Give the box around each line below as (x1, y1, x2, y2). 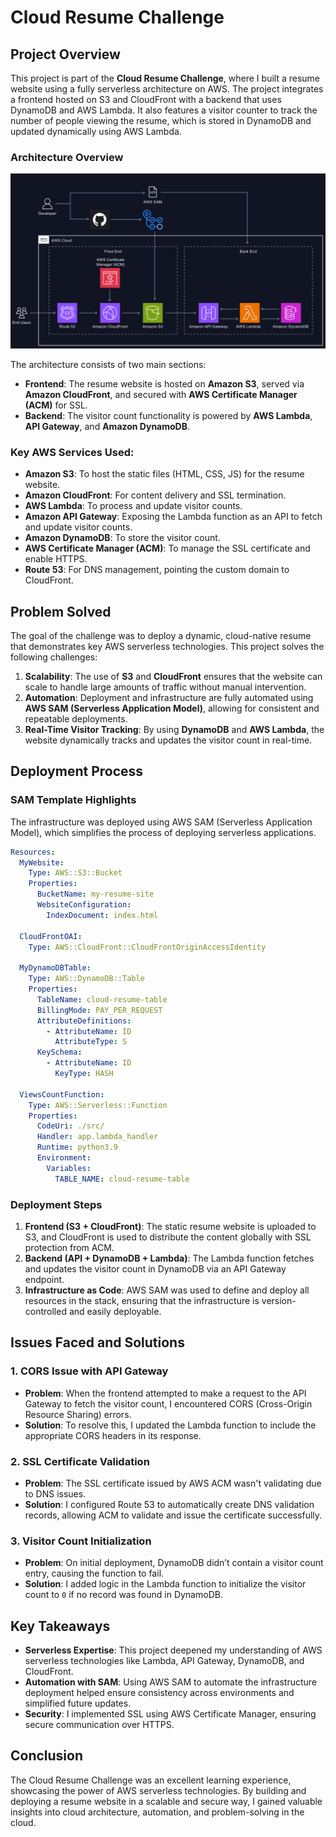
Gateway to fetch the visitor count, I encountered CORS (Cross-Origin (24, 1397, 313, 1410)
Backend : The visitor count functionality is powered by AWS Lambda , (24, 409, 313, 421)
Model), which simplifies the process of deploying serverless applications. (10, 826, 317, 838)
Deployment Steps (10, 1197, 103, 1211)
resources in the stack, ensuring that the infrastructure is (24, 1294, 260, 1306)
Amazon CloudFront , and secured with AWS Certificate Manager (24, 388, 298, 400)
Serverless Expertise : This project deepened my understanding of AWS (24, 1644, 323, 1656)
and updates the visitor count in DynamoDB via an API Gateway (24, 1262, 287, 1275)
